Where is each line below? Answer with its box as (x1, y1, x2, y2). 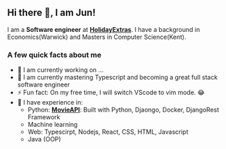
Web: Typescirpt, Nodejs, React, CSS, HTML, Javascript (27, 128, 189, 136)
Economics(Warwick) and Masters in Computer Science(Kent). (7, 33, 186, 41)
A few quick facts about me (7, 50, 102, 60)
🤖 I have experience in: (17, 98, 83, 107)
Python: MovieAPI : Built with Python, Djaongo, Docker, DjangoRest (27, 105, 219, 114)
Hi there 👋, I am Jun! (7, 7, 96, 19)
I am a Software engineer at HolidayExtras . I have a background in (7, 25, 200, 33)
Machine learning (27, 121, 78, 129)
